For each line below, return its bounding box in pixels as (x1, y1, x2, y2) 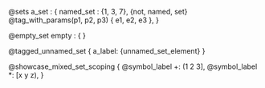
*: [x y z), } (8, 70, 44, 79)
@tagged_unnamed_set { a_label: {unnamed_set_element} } (8, 46, 206, 55)
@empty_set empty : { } (8, 31, 87, 40)
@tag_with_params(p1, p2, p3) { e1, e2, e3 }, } (8, 15, 159, 25)
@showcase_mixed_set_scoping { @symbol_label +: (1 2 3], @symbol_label (8, 62, 258, 71)
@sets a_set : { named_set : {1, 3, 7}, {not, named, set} (8, 7, 188, 16)
